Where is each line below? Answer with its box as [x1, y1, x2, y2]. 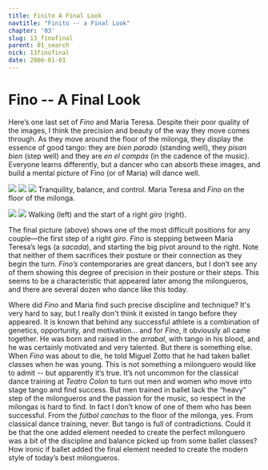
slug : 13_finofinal [8, 34, 74, 42]
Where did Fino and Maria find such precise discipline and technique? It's [8, 300, 250, 309]
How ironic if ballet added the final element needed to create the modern [8, 444, 248, 454]
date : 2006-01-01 [8, 57, 66, 65]
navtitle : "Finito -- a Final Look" [8, 19, 130, 27]
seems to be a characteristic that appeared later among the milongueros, [8, 276, 249, 285]
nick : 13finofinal [8, 49, 70, 57]
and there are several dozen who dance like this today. [8, 285, 189, 294]
